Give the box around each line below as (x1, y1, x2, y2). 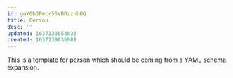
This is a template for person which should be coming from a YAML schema (7, 56, 227, 64)
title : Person (7, 17, 49, 24)
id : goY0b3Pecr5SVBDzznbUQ (7, 10, 86, 18)
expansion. (7, 63, 39, 72)
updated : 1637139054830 (7, 30, 77, 37)
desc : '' (7, 23, 33, 30)
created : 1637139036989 (7, 37, 77, 44)
